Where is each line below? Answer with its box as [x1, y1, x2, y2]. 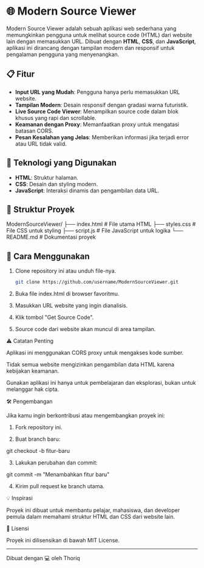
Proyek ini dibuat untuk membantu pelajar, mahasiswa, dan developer [6, 507, 180, 514]
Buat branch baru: [15, 435, 61, 443]
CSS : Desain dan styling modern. [15, 180, 98, 188]
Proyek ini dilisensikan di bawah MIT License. [6, 537, 120, 544]
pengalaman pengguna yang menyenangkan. [6, 51, 120, 58]
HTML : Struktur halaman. [15, 174, 79, 181]
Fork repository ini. [15, 424, 63, 431]
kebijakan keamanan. [6, 367, 59, 375]
